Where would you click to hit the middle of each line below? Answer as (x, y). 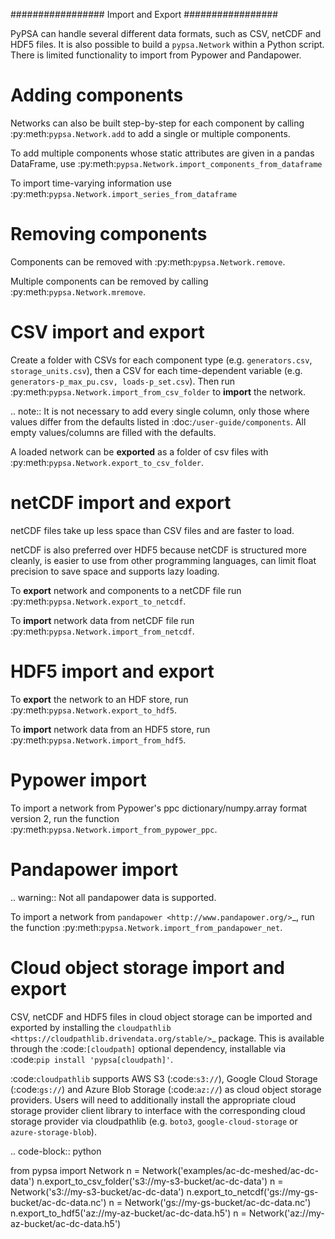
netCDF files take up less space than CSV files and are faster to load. (152, 530)
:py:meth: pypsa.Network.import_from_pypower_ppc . (114, 829)
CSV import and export (107, 332)
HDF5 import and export (112, 671)
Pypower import (78, 780)
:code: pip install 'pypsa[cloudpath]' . (92, 1059)
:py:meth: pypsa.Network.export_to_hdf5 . (94, 710)
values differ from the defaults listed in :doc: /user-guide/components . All (158, 421)
